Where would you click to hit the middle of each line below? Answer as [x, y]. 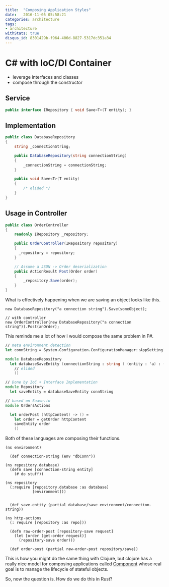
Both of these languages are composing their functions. [63, 438]
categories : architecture [32, 19]
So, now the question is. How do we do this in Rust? [59, 579]
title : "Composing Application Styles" [48, 10]
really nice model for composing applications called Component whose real [83, 564]
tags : [11, 24]
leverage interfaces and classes [46, 77]
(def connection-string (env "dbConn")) [53, 457]
